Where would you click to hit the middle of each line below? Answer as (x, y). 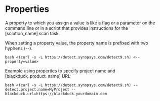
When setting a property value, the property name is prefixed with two (77, 43)
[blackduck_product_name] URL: (38, 76)
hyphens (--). (19, 48)
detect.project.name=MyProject (37, 89)
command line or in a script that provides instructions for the (67, 28)
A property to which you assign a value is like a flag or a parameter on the (80, 23)
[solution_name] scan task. (33, 33)
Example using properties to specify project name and (60, 71)
